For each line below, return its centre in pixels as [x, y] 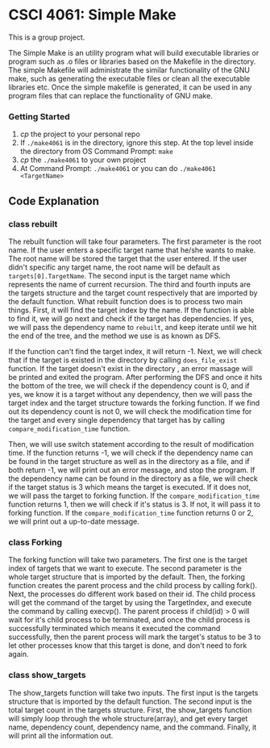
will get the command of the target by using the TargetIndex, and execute [130, 603]
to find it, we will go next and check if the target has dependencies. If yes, [131, 318]
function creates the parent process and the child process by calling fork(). [133, 586]
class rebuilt [33, 224]
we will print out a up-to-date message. [74, 521]
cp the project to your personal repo [80, 134]
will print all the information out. [61, 735]
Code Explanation [54, 201]
